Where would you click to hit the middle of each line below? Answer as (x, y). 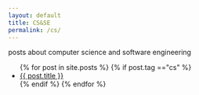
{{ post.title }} (42, 76)
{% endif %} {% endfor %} (63, 84)
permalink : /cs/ (34, 30)
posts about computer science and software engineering (100, 53)
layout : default (34, 15)
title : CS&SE (29, 23)
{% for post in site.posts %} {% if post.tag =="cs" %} (105, 68)
